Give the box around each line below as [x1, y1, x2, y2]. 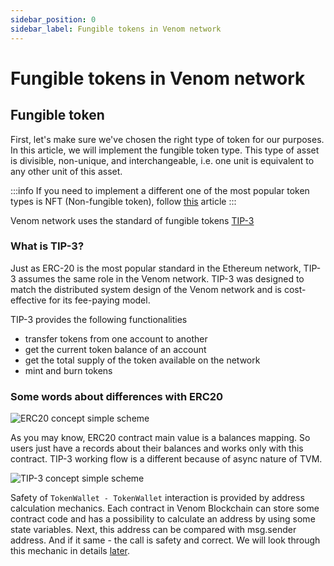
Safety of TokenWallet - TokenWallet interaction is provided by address [10, 492, 305, 504]
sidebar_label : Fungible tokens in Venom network [10, 24, 222, 34]
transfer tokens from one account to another [24, 332, 208, 345]
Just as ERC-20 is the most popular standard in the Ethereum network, [10, 262, 302, 274]
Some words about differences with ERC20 [10, 389, 224, 403]
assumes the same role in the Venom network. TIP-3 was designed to [18, 272, 305, 285]
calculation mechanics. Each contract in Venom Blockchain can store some [10, 502, 320, 515]
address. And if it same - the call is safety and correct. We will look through [10, 534, 321, 546]
